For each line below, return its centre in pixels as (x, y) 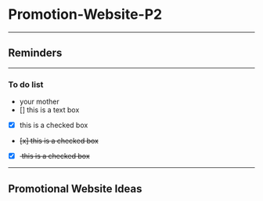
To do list (26, 84)
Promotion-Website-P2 (85, 15)
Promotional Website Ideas (75, 189)
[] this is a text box (49, 110)
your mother (40, 102)
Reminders (35, 53)
